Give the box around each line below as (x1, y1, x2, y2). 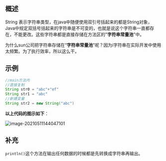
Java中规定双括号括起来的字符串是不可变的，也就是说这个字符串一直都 (5, 25, 150, 31)
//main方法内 (5, 78, 30, 83)
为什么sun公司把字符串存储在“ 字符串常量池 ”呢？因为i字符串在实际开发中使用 (5, 42, 162, 48)
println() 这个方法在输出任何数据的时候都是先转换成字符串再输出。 (5, 150, 143, 156)
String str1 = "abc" (5, 92, 48, 97)
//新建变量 (5, 96, 25, 101)
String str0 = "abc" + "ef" (5, 87, 59, 92)
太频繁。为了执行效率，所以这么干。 (5, 48, 80, 54)
